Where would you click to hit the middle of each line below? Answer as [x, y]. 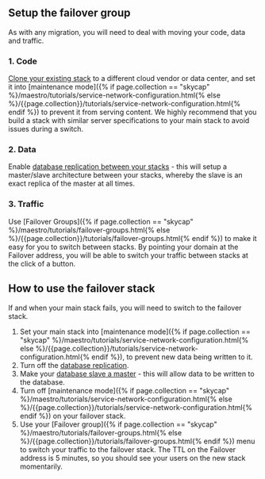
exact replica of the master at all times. [71, 184]
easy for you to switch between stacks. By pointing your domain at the [123, 247]
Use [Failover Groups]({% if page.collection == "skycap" [101, 221]
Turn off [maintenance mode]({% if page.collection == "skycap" [125, 390]
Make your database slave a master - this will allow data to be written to [137, 374]
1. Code [23, 61]
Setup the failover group [69, 13]
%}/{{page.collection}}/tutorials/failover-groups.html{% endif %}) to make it [132, 238]
